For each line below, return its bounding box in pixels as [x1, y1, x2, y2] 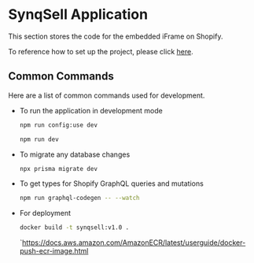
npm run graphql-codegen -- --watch [19, 194, 140, 202]
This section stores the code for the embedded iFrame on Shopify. [8, 31, 223, 41]
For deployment [19, 209, 72, 218]
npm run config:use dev [19, 120, 98, 129]
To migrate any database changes [19, 150, 131, 159]
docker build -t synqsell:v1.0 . [19, 224, 130, 232]
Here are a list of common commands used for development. [8, 91, 205, 100]
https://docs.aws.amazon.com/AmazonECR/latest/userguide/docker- [22, 238, 246, 247]
